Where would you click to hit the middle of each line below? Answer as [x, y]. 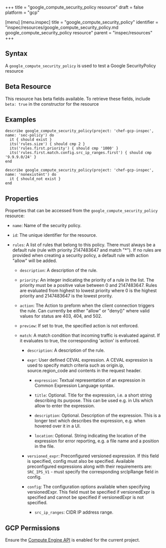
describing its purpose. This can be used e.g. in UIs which [94, 401]
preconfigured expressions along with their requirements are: [90, 467]
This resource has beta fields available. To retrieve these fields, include [78, 99]
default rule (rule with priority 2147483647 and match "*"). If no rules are [87, 250]
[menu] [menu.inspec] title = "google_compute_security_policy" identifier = [82, 22]
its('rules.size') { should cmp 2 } [47, 144]
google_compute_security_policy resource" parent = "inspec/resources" [79, 33]
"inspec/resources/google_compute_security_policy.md [62, 27]
